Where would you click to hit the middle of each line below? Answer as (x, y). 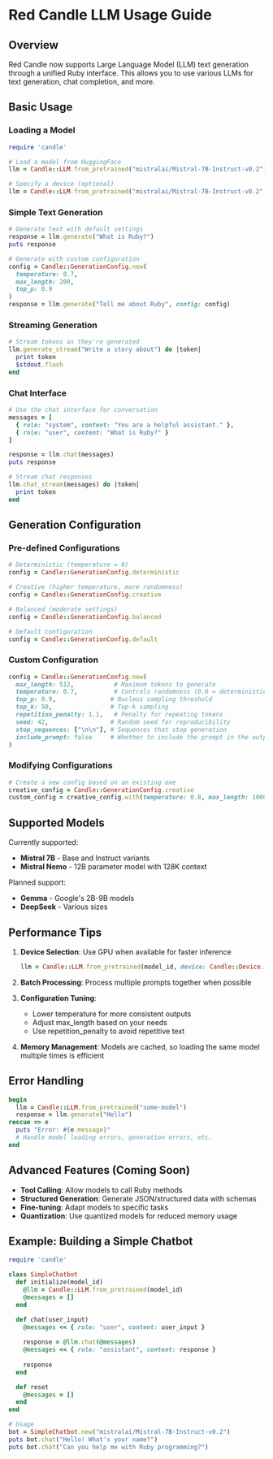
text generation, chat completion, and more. (82, 82)
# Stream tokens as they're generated (74, 342)
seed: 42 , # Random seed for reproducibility (123, 722)
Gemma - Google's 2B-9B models (77, 898)
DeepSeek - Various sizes (64, 907)
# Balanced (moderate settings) (63, 609)
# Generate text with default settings (76, 229)
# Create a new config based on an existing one (92, 782)
